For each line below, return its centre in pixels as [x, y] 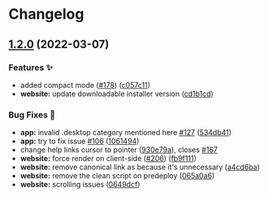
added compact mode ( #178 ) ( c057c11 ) [85, 85]
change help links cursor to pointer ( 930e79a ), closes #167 [119, 150]
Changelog [46, 14]
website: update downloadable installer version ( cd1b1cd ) [117, 94]
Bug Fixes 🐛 [32, 115]
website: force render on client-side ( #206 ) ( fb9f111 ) [108, 159]
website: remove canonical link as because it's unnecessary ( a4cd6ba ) [140, 167]
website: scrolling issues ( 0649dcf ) [80, 185]
